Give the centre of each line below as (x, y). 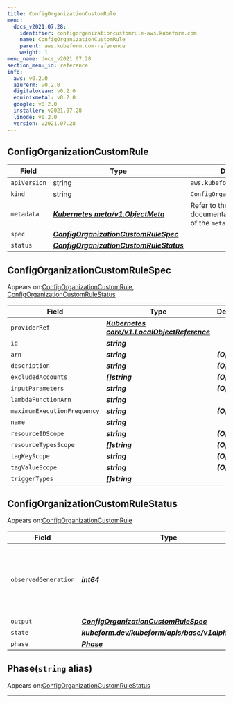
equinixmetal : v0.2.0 (45, 98)
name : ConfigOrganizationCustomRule (73, 40)
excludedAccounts (39, 377)
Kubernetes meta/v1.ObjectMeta (109, 214)
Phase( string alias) (50, 669)
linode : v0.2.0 (35, 117)
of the (200, 223)
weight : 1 (34, 53)
